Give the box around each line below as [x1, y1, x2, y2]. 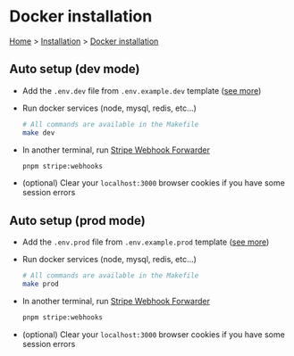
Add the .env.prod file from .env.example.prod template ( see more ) [21, 236, 270, 247]
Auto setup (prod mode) [9, 212, 146, 228]
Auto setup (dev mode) [9, 62, 140, 77]
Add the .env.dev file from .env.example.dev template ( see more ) [21, 85, 262, 95]
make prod [21, 279, 60, 289]
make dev [21, 128, 55, 137]
